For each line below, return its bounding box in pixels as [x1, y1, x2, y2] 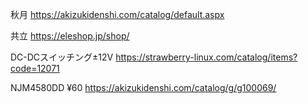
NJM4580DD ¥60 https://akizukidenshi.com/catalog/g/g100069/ [10, 82, 277, 93]
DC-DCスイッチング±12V [10, 51, 114, 63]
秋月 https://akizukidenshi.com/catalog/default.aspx [10, 9, 225, 20]
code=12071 [10, 63, 60, 74]
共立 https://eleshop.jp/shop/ [10, 30, 130, 42]
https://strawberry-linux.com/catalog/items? [115, 51, 298, 63]
